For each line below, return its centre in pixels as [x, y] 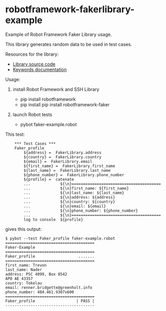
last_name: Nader [24, 270]
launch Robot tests [32, 114]
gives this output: [23, 229]
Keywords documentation [40, 69]
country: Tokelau [24, 283]
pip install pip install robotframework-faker [65, 104]
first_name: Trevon [26, 265]
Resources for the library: [32, 54]
